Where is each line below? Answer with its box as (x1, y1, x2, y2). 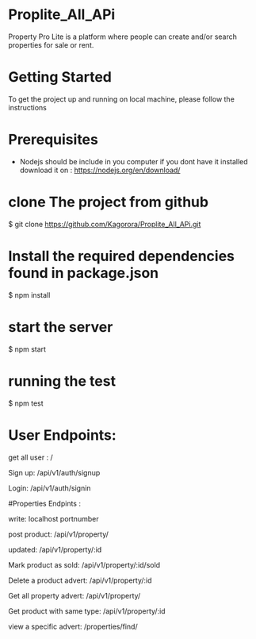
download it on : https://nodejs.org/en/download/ (19, 165, 181, 175)
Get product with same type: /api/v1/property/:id (8, 606, 166, 616)
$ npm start (8, 344, 46, 354)
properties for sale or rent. (8, 40, 94, 49)
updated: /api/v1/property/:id (8, 545, 102, 554)
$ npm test (8, 398, 44, 408)
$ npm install (8, 290, 51, 299)
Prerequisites (8, 131, 99, 148)
